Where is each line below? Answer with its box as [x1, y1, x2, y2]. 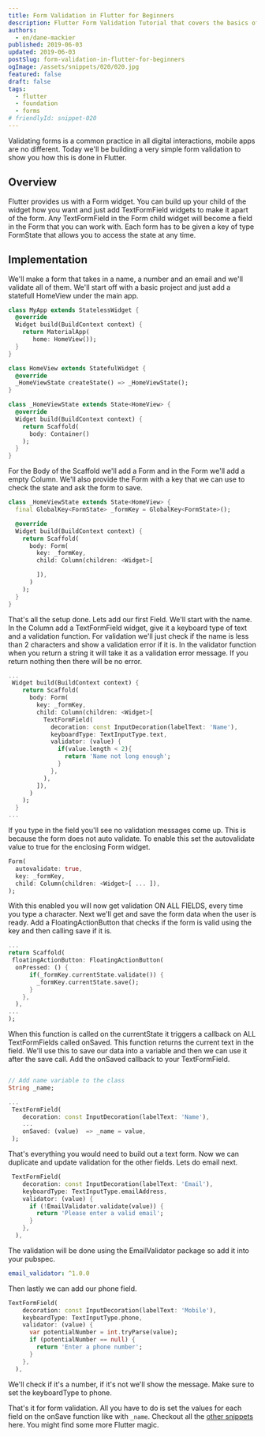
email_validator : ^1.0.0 [8, 1269, 90, 1278]
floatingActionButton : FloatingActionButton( [11, 956, 164, 964]
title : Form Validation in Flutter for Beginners [8, 11, 175, 20]
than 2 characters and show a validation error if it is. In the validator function [8, 640, 256, 649]
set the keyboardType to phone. [8, 1387, 112, 1398]
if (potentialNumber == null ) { [28, 1336, 136, 1344]
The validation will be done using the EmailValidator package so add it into [8, 1245, 250, 1255]
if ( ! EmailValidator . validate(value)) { [28, 1202, 164, 1210]
